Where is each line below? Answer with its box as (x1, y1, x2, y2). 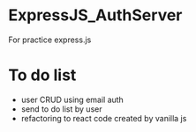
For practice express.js (8, 34, 92, 45)
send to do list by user (20, 103, 102, 114)
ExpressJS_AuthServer (8, 5, 183, 26)
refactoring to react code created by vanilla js (20, 113, 187, 123)
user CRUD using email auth (20, 94, 124, 105)
